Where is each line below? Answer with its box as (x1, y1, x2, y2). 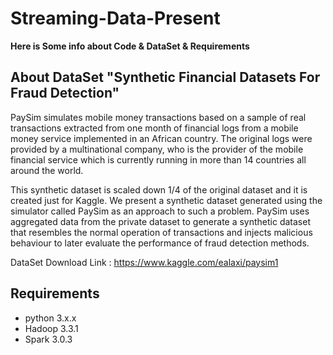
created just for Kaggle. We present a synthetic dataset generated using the (10, 194, 323, 206)
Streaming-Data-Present (10, 7, 221, 30)
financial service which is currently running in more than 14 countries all (10, 153, 307, 166)
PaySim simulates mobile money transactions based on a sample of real (10, 111, 307, 123)
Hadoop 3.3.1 (24, 322, 79, 334)
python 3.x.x (24, 312, 77, 324)
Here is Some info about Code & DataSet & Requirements (10, 40, 250, 52)
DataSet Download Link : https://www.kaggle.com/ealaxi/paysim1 (10, 256, 279, 268)
